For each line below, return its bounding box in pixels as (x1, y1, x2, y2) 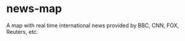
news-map (6, 2, 62, 16)
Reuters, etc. (6, 28, 38, 35)
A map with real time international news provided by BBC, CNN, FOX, (6, 22, 180, 29)
